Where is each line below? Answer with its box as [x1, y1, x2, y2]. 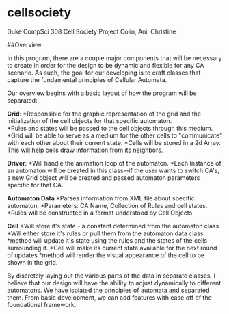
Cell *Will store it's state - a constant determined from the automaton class [7, 222, 219, 230]
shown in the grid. [7, 258, 58, 266]
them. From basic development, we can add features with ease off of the [7, 293, 212, 302]
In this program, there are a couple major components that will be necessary [7, 53, 222, 62]
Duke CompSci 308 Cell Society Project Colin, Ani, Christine [7, 27, 176, 36]
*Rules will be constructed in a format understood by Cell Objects [7, 209, 193, 217]
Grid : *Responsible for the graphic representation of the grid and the [7, 109, 202, 118]
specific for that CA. [7, 181, 64, 189]
